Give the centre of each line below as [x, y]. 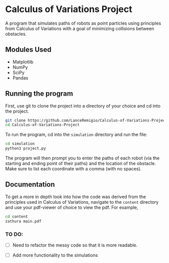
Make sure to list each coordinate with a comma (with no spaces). [73, 169]
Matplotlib [23, 62]
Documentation [30, 185]
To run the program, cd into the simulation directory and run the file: [76, 135]
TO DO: [14, 234]
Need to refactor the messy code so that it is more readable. [75, 245]
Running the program [39, 94]
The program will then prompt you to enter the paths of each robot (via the [82, 158]
